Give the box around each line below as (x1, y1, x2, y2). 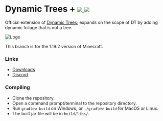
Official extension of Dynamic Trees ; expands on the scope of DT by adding (5, 19, 158, 25)
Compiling (5, 84, 30, 91)
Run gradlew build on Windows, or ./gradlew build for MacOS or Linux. (12, 105, 159, 111)
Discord (12, 72, 28, 78)
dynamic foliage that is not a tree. (5, 24, 72, 30)
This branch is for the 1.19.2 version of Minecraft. (5, 43, 104, 49)
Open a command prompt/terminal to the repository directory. (12, 100, 137, 106)
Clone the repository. (12, 95, 55, 101)
